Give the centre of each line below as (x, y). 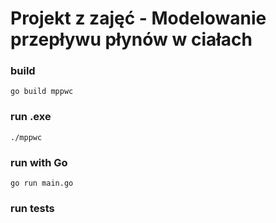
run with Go (39, 162)
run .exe (31, 117)
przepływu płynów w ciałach (131, 39)
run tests (32, 208)
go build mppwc (42, 92)
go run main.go (42, 183)
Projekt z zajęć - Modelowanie (138, 18)
